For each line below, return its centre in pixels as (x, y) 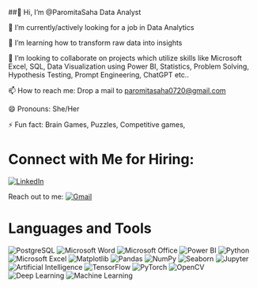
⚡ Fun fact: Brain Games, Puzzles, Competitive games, (97, 125)
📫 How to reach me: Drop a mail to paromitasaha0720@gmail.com (117, 90)
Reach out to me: (36, 196)
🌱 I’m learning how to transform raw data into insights (95, 43)
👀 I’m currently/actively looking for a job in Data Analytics (101, 27)
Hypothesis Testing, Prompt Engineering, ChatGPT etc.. (99, 75)
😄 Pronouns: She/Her (44, 109)
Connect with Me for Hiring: (101, 160)
